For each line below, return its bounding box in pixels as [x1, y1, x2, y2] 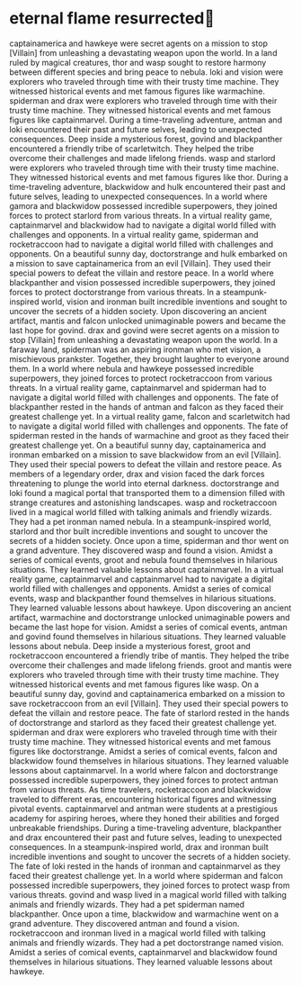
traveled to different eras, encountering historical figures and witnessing [9, 793, 277, 804]
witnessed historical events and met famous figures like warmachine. [9, 86, 265, 96]
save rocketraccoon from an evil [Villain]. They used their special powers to [9, 698, 289, 709]
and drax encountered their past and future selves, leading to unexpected [9, 832, 282, 843]
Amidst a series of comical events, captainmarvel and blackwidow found [9, 946, 278, 957]
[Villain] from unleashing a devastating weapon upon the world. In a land [9, 47, 278, 58]
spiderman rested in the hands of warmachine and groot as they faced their [9, 430, 289, 440]
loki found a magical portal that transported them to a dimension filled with [9, 487, 286, 498]
